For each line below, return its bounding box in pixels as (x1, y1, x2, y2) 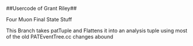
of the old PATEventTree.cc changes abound (6, 33, 113, 40)
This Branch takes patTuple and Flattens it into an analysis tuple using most (6, 27, 188, 34)
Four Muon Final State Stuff (6, 16, 72, 22)
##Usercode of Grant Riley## (6, 5, 77, 11)
